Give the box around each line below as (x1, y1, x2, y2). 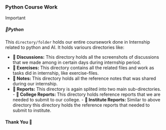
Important (5, 15, 26, 21)
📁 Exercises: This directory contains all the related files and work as (12, 65, 154, 71)
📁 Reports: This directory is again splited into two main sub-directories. (12, 86, 161, 92)
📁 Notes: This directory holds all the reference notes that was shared (12, 75, 156, 81)
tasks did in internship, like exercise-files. (12, 70, 99, 76)
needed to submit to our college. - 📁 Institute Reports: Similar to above (12, 97, 160, 103)
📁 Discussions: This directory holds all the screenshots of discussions (12, 54, 159, 60)
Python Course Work (5, 4, 58, 11)
